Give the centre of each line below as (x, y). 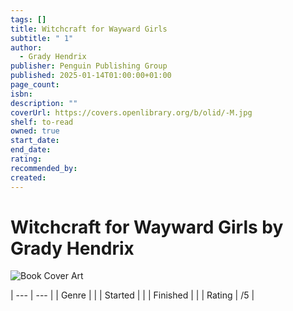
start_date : (35, 141)
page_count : (35, 85)
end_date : (31, 150)
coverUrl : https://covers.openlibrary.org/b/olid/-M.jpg (131, 112)
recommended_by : (44, 168)
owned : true (35, 131)
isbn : (21, 94)
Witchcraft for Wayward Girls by (147, 227)
